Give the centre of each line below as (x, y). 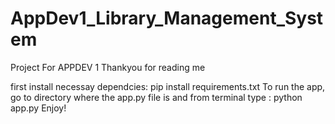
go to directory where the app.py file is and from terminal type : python (156, 97)
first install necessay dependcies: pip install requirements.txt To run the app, (168, 86)
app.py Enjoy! (38, 108)
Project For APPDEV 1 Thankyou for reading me (108, 67)
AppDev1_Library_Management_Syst (167, 18)
